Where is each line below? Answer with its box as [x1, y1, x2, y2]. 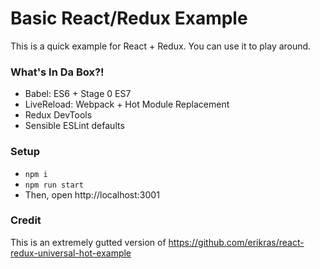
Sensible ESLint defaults [24, 120, 125, 132]
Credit [10, 213, 42, 227]
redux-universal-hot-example [10, 247, 132, 259]
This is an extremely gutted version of [10, 236, 167, 248]
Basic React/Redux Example [10, 7, 248, 30]
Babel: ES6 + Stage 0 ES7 [24, 88, 132, 100]
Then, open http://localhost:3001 [24, 188, 160, 201]
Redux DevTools [24, 109, 93, 121]
